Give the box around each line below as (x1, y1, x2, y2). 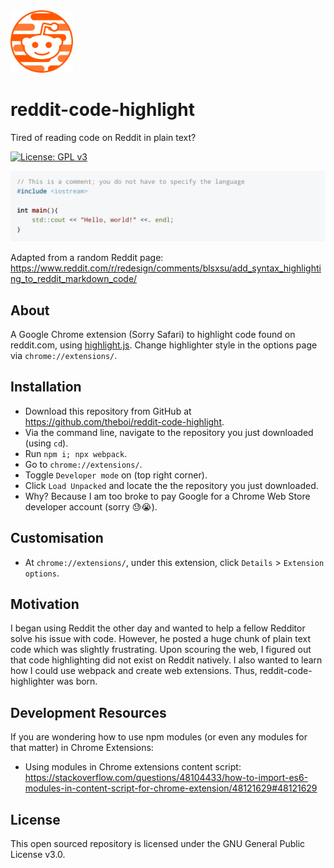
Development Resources (10, 704, 167, 721)
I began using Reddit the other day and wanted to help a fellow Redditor (10, 622, 306, 634)
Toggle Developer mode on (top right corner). (24, 469, 208, 481)
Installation (10, 379, 82, 396)
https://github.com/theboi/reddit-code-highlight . (24, 415, 225, 428)
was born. (56, 675, 98, 688)
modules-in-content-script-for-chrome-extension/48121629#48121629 (24, 782, 318, 794)
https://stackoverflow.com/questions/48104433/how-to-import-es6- (24, 772, 309, 784)
